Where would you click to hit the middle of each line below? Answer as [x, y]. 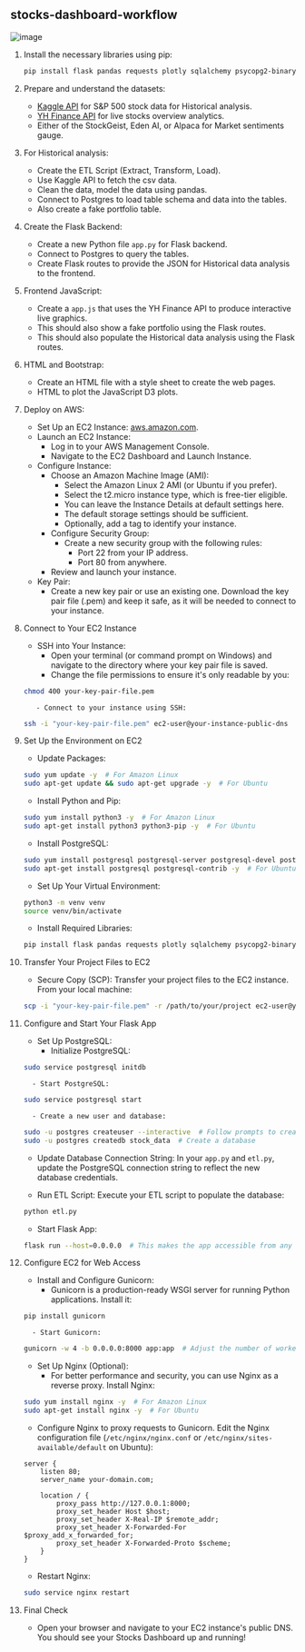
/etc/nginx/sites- [238, 1438]
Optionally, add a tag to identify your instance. [150, 523]
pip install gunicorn [64, 1317]
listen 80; [61, 1471]
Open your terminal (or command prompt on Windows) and [161, 655]
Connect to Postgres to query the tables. [113, 254]
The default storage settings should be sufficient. [156, 513]
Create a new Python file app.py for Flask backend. [132, 244]
